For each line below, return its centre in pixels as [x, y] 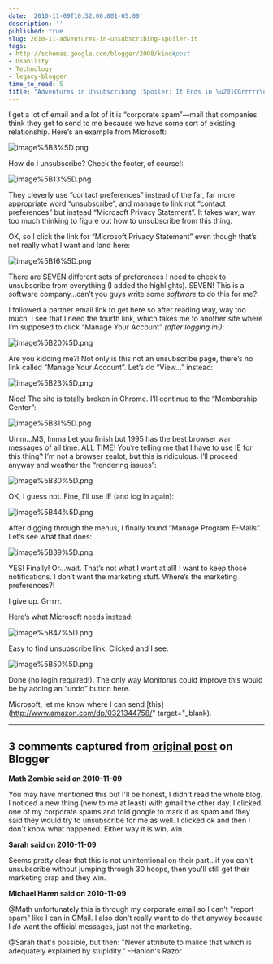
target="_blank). [184, 713]
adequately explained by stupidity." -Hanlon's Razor [95, 951]
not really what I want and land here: [69, 246]
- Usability [28, 62]
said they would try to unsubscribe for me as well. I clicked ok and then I [129, 820]
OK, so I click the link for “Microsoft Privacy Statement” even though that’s [133, 237]
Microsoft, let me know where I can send [76, 704]
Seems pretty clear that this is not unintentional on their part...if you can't [131, 861]
